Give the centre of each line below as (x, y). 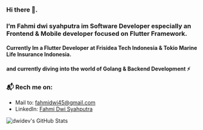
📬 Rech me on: (29, 87)
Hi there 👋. (22, 10)
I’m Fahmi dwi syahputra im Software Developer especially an (99, 26)
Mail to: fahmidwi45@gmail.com (55, 103)
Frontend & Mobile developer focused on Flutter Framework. (97, 33)
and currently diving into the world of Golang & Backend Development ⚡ (98, 69)
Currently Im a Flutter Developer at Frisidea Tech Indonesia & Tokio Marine (102, 48)
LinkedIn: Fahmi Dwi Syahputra (54, 109)
